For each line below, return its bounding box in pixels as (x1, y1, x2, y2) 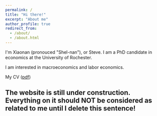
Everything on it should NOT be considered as (5, 96, 152, 105)
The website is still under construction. (5, 88, 131, 97)
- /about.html (10, 36, 39, 41)
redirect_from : (5, 26, 37, 31)
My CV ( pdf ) (5, 74, 31, 80)
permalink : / (5, 7, 33, 13)
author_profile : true (5, 21, 51, 27)
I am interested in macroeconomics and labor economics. (5, 64, 124, 70)
